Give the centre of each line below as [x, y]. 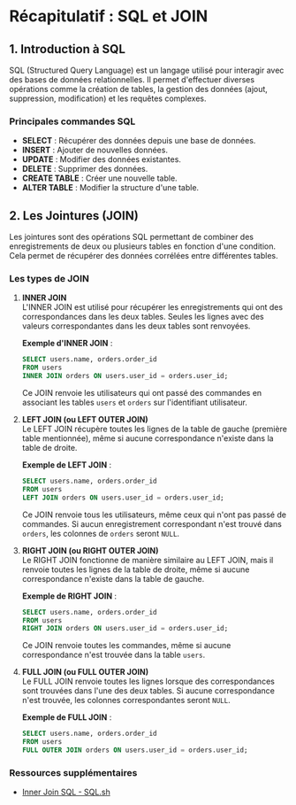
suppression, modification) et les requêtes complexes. [108, 98]
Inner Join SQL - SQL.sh [66, 792]
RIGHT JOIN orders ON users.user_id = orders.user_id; [125, 629]
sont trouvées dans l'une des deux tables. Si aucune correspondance [148, 691]
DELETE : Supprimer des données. [85, 169]
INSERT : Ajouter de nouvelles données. [95, 150]
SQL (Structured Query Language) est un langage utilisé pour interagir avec [147, 70]
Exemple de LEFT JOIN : [67, 465]
